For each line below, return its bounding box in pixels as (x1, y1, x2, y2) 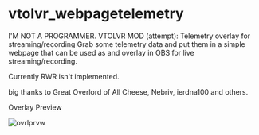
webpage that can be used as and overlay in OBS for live (8, 48, 194, 57)
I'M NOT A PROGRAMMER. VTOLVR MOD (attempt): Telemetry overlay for (8, 31, 251, 40)
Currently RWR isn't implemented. (8, 71, 120, 81)
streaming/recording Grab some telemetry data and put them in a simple (8, 39, 245, 48)
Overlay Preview (8, 102, 62, 112)
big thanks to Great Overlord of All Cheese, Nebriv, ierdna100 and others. (8, 87, 249, 96)
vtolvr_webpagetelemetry (8, 5, 185, 23)
